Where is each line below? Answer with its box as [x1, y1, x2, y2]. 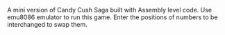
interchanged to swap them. [7, 21, 88, 28]
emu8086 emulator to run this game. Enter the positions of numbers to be [7, 13, 218, 21]
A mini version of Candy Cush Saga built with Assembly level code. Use [7, 6, 212, 14]
